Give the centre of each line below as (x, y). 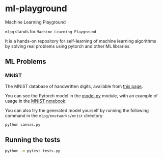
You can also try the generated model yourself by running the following (77, 110)
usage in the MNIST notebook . (36, 101)
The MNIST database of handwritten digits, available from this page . (74, 86)
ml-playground (36, 9)
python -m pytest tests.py (33, 151)
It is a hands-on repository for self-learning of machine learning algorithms (81, 41)
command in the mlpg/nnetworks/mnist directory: (54, 115)
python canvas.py (23, 124)
